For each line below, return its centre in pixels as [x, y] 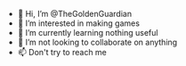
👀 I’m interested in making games [79, 23]
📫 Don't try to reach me [62, 52]
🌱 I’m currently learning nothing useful [88, 33]
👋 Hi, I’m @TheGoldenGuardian [74, 14]
